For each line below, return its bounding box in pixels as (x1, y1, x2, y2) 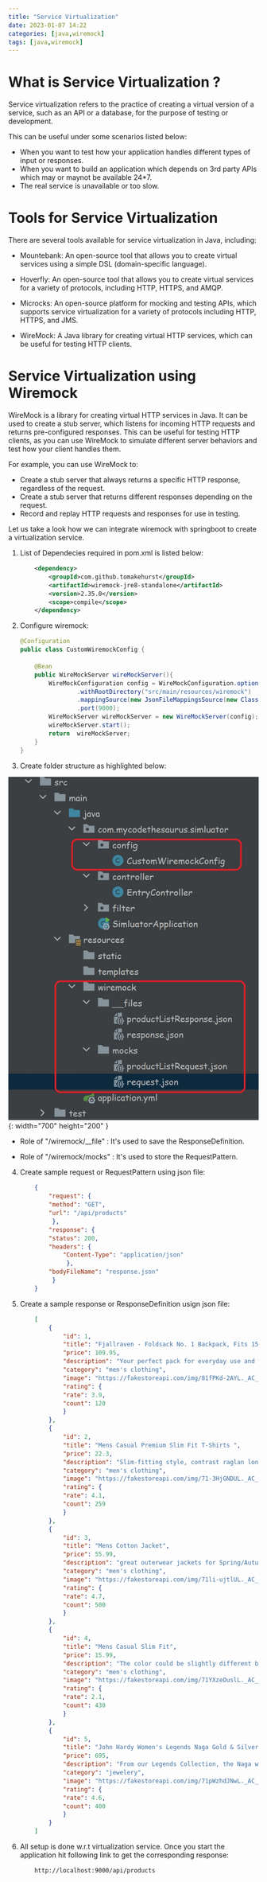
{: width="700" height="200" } (8, 1121, 109, 1131)
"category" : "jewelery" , (62, 1769, 145, 1777)
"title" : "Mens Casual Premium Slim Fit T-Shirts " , (62, 1441, 241, 1449)
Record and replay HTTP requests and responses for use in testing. (19, 509, 241, 519)
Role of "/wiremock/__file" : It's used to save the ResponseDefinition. (19, 1136, 245, 1146)
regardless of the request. (19, 484, 106, 493)
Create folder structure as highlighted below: (19, 761, 167, 770)
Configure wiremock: (19, 621, 89, 630)
